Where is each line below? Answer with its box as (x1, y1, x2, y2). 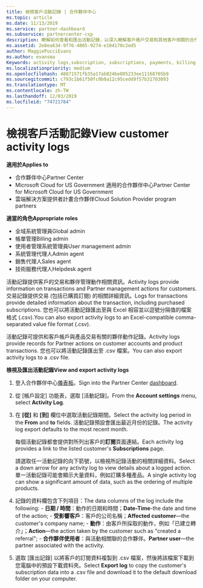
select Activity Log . (14, 399, 65, 406)
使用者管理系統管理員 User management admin (14, 243, 131, 250)
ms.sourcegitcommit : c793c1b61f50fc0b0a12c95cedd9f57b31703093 (6, 76, 169, 82)
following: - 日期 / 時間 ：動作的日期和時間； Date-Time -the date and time (14, 505, 196, 512)
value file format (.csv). (33, 320, 91, 327)
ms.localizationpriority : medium (6, 65, 91, 71)
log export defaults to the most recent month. (14, 425, 129, 433)
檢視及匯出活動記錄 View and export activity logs (6, 366, 129, 373)
